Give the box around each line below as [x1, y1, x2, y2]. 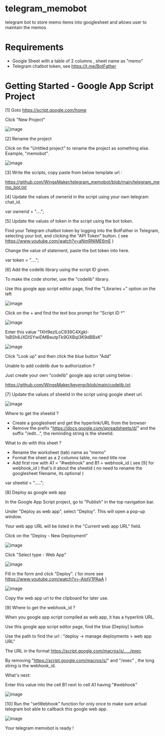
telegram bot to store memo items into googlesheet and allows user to [5, 19, 147, 25]
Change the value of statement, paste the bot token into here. [5, 247, 130, 253]
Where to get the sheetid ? [5, 410, 59, 416]
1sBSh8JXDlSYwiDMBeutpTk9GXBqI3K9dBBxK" [5, 334, 103, 340]
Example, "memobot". [5, 150, 49, 156]
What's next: [5, 672, 31, 678]
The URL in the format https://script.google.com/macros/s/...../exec [5, 648, 141, 654]
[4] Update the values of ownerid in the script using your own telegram [5, 194, 149, 200]
